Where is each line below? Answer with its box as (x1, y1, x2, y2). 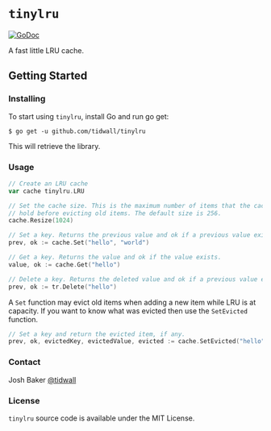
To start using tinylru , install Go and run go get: (8, 111, 169, 121)
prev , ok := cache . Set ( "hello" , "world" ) (8, 238, 150, 247)
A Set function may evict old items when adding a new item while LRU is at (8, 297, 256, 307)
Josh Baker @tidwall (8, 375, 77, 384)
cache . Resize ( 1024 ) (8, 217, 74, 225)
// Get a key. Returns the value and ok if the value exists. (8, 253, 222, 262)
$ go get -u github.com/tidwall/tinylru (8, 127, 147, 135)
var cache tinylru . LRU (8, 187, 85, 195)
